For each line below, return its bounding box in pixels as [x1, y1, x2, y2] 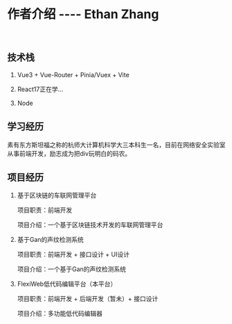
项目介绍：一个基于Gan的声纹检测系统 [17, 265, 127, 273]
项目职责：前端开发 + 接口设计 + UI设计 [17, 250, 130, 259]
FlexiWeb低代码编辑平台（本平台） [17, 280, 117, 289]
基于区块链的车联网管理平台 [17, 191, 97, 200]
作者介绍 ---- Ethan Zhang [7, 6, 159, 22]
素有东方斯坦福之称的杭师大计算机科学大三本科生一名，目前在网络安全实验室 [7, 140, 226, 149]
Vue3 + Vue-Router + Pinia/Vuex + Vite [17, 70, 130, 79]
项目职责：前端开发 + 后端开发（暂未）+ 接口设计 [17, 295, 159, 303]
